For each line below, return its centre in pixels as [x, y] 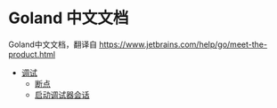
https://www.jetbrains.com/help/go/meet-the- [183, 44]
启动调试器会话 [62, 95]
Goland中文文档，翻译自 [53, 44]
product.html [32, 54]
